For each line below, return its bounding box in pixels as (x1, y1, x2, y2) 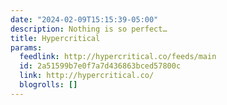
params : (10, 42, 43, 53)
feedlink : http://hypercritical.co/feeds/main (19, 52, 217, 62)
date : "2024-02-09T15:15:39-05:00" (10, 14, 159, 25)
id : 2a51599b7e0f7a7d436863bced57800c (19, 61, 182, 71)
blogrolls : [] (19, 80, 78, 90)
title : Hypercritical (10, 33, 101, 43)
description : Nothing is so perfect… (10, 24, 168, 34)
